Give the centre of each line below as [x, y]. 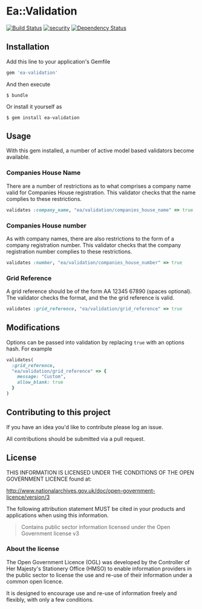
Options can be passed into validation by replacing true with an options [95, 342]
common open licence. [35, 581]
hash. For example [29, 349]
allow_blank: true [40, 383]
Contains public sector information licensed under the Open [96, 527]
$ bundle [17, 95]
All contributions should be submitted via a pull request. [76, 439]
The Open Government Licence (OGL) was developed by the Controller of [98, 562]
